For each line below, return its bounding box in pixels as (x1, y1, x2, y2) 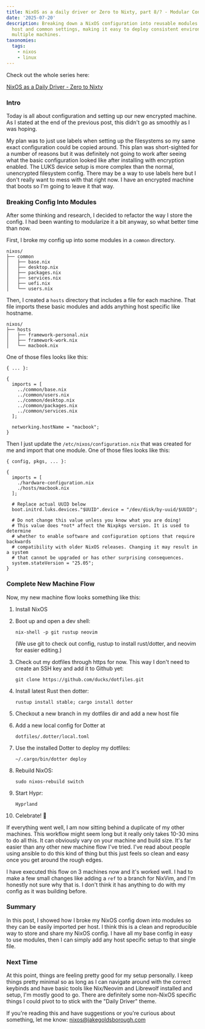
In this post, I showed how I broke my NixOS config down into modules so (6, 917, 192, 924)
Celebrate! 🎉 (15, 811, 47, 819)
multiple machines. (12, 32, 62, 38)
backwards (6, 539, 32, 545)
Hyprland (15, 801, 38, 807)
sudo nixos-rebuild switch (15, 778, 84, 784)
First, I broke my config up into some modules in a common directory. (6, 237, 176, 244)
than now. (6, 224, 31, 232)
